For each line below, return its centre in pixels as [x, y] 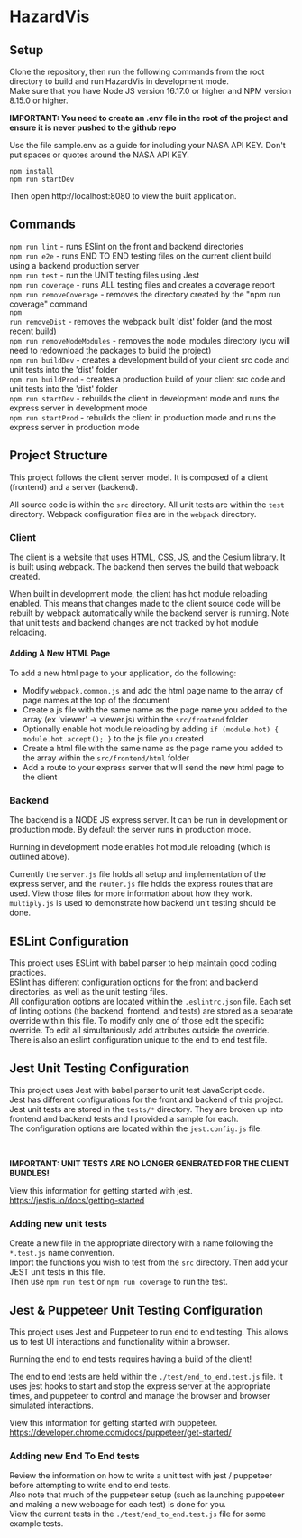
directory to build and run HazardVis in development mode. [119, 81]
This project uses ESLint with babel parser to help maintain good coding [143, 963]
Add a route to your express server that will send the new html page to [153, 768]
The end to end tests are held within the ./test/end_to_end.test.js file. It [146, 1377]
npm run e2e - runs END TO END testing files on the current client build [141, 256]
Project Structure [59, 455]
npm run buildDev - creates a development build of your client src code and [150, 360]
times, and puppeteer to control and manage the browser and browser [140, 1396]
